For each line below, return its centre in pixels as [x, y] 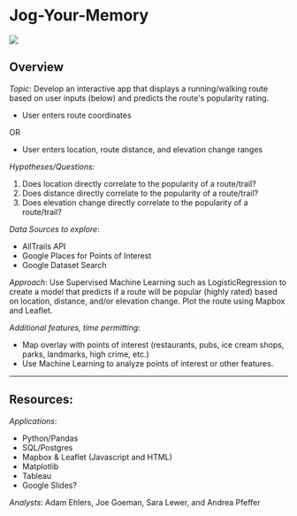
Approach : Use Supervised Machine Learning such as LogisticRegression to [148, 282]
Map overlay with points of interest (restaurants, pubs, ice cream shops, [153, 344]
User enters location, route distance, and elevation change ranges [142, 149]
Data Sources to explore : [54, 229]
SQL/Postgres [47, 447]
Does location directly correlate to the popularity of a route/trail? [139, 183]
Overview [37, 67]
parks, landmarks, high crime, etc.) [86, 354]
